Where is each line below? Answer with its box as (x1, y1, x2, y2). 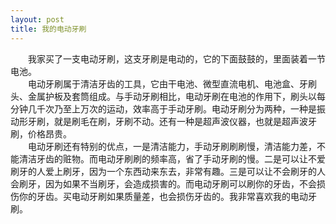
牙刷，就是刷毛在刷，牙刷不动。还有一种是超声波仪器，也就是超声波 (27, 115, 308, 127)
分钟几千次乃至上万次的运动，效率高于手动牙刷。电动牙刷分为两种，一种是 (10, 102, 317, 115)
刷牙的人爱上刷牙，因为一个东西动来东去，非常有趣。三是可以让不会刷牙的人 (10, 165, 326, 177)
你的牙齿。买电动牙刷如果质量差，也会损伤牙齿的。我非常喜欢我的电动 (18, 190, 308, 202)
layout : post (10, 14, 65, 25)
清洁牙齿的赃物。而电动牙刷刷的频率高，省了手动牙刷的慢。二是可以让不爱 (18, 152, 326, 165)
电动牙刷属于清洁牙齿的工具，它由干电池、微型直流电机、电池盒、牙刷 (27, 77, 317, 90)
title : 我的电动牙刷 (10, 24, 87, 34)
